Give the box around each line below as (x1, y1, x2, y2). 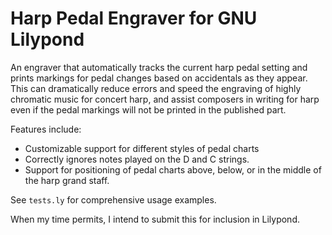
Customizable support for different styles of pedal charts (24, 142, 260, 154)
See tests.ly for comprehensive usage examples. (10, 193, 217, 206)
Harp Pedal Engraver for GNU (10, 7, 258, 30)
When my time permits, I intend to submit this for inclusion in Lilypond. (10, 213, 300, 225)
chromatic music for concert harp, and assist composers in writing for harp (10, 93, 320, 105)
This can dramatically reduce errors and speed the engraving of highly (10, 82, 302, 94)
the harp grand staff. (24, 174, 110, 186)
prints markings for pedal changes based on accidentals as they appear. (10, 72, 308, 84)
